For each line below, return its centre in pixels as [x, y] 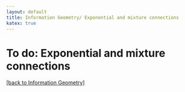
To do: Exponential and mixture [86, 53]
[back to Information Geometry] [45, 83]
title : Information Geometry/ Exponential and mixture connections [93, 18]
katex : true [21, 23]
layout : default [27, 12]
